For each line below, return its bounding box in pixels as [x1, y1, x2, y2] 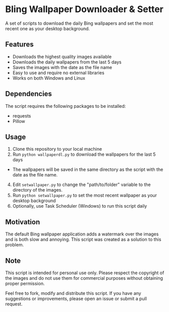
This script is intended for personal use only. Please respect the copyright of [5, 270, 164, 276]
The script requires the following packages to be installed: [5, 103, 126, 109]
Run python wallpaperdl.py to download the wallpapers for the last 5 [12, 151, 156, 157]
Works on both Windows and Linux [12, 75, 86, 81]
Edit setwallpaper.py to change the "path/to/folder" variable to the [12, 181, 151, 188]
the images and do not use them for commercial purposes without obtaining [5, 275, 163, 281]
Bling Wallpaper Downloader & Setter [5, 4, 164, 15]
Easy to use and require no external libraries [12, 70, 104, 76]
